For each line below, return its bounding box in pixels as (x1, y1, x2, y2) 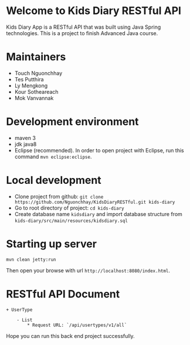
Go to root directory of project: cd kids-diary (14, 204, 124, 211)
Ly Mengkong (14, 82, 48, 89)
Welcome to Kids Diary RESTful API (6, 4, 182, 18)
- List (16, 317, 33, 323)
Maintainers (6, 50, 66, 64)
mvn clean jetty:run (6, 257, 57, 262)
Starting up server (6, 237, 97, 250)
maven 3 (14, 134, 36, 141)
